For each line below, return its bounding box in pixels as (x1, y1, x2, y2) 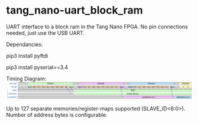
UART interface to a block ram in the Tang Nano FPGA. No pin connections (6, 23, 188, 30)
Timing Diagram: (6, 75, 47, 82)
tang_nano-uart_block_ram (6, 4, 143, 17)
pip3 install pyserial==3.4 (6, 63, 69, 71)
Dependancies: (6, 41, 43, 48)
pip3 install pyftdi (6, 52, 48, 59)
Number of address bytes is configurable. (6, 111, 108, 118)
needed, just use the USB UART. (6, 29, 85, 36)
